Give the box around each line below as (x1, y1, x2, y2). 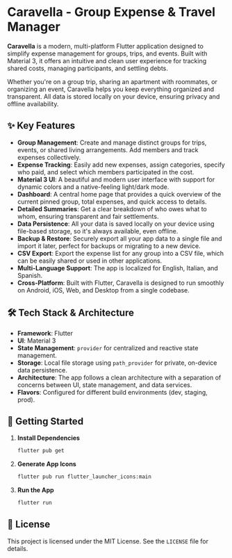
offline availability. (7, 99, 59, 108)
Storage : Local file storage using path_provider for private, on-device (17, 359, 217, 367)
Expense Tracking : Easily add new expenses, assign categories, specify (17, 161, 226, 169)
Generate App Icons (17, 460, 76, 468)
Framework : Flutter (17, 329, 74, 337)
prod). (17, 395, 35, 404)
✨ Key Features (7, 120, 75, 132)
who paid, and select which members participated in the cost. (17, 167, 194, 176)
